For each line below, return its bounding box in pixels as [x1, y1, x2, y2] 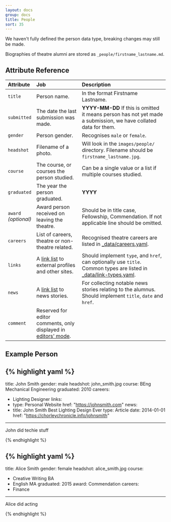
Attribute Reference [5, 66, 70, 75]
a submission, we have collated [81, 117, 157, 124]
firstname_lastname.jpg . [81, 153, 141, 160]
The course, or [36, 162, 72, 169]
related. [54, 244, 73, 251]
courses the [36, 168, 65, 175]
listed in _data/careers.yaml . [81, 241, 149, 248]
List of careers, [36, 231, 72, 238]
